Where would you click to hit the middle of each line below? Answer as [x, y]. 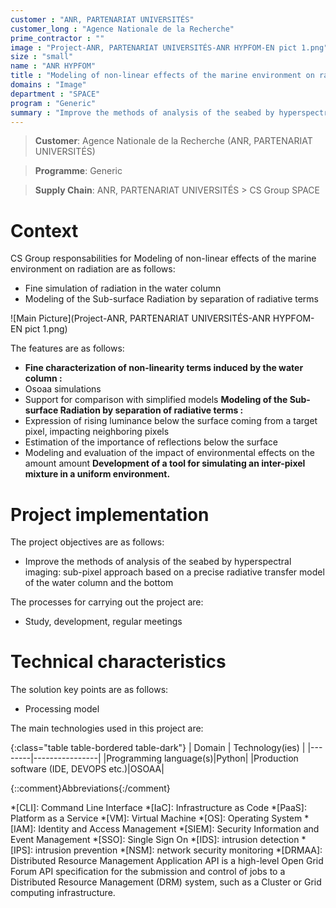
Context [44, 230]
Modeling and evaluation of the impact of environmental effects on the [170, 453]
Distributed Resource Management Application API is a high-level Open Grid [167, 861]
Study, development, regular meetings [103, 622]
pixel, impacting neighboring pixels [97, 432]
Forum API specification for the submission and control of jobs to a [148, 872]
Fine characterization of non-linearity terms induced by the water [164, 368]
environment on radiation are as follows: [93, 269]
